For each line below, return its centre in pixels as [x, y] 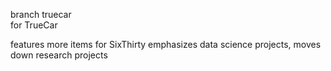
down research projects [59, 55]
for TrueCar [34, 25]
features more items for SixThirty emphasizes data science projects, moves [166, 44]
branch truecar [41, 14]
